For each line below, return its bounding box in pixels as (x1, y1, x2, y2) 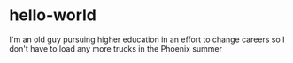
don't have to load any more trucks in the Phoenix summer (9, 43, 223, 53)
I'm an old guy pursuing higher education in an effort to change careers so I (9, 34, 285, 45)
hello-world (9, 5, 97, 25)
